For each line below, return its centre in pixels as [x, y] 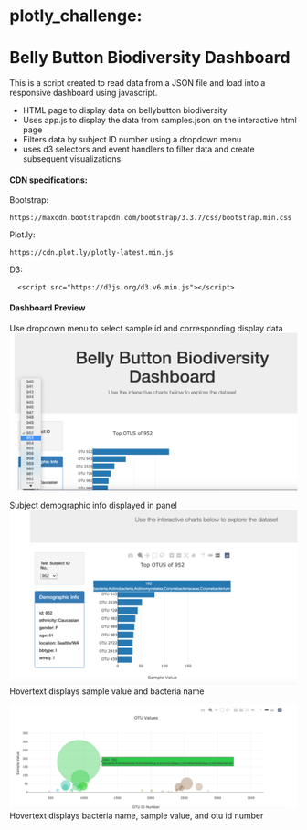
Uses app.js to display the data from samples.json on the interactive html [159, 121]
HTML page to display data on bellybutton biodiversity [125, 110]
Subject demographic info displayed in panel [94, 505]
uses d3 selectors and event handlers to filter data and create [138, 149]
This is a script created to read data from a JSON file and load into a [138, 83]
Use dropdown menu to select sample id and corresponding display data [146, 328]
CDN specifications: [49, 180]
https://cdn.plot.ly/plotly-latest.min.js [91, 253]
